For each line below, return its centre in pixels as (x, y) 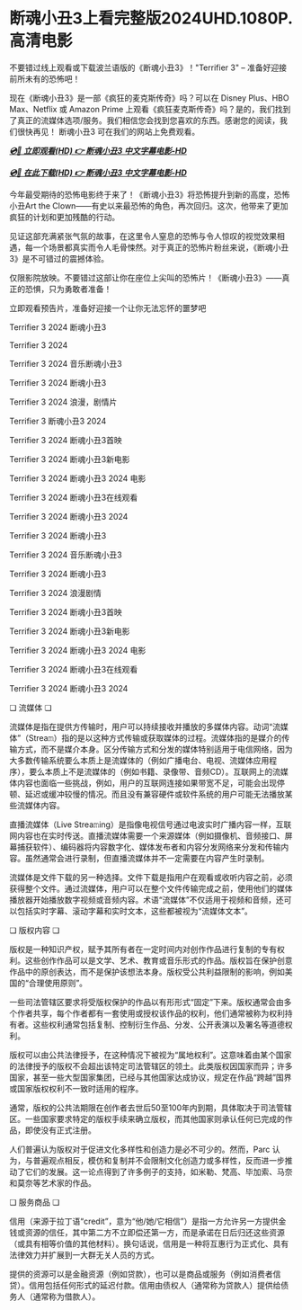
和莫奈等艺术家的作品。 (53, 1182)
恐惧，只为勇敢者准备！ (68, 289)
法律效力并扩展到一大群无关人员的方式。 (84, 1254)
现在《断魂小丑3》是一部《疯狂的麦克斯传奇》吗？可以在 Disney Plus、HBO (149, 98)
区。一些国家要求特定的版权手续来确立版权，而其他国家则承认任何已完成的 (147, 1118)
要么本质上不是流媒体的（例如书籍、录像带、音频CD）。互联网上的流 (155, 771)
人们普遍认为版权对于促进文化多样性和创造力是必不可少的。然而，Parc (140, 1149)
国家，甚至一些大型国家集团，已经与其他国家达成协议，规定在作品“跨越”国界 (151, 1077)
